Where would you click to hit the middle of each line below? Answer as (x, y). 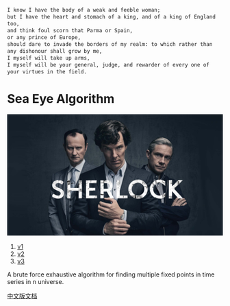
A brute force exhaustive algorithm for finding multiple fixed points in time (111, 274)
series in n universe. (36, 282)
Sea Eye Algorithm (61, 99)
